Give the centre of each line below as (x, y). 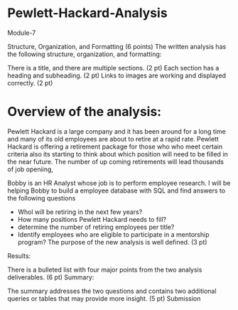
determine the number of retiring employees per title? (96, 227)
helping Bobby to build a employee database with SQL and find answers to (117, 191)
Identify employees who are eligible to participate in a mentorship (113, 234)
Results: (19, 256)
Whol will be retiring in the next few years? (80, 212)
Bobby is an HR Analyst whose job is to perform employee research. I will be (119, 183)
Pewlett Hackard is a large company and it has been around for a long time (117, 131)
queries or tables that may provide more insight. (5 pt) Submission (104, 298)
